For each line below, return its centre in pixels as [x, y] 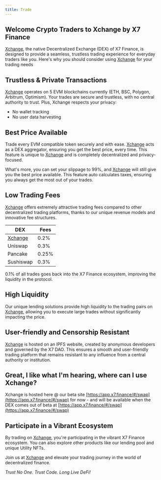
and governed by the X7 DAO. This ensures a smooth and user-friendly [77, 349]
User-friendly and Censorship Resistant [67, 333]
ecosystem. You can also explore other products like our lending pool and [80, 443]
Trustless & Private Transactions [56, 80]
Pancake [18, 254]
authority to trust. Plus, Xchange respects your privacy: [61, 102]
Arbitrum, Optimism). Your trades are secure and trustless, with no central [80, 97]
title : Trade [18, 10]
